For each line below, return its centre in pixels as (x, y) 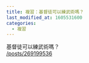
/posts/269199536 (29, 54)
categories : (21, 23)
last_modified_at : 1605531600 (44, 18)
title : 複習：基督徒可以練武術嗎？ (45, 12)
